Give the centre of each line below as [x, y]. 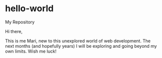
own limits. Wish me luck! [31, 51]
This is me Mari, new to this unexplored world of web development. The [78, 41]
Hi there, [14, 31]
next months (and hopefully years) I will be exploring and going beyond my [81, 46]
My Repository [20, 22]
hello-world [30, 9]
